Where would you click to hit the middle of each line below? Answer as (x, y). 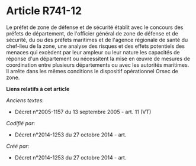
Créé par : (18, 146)
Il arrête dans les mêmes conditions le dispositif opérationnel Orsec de (92, 71)
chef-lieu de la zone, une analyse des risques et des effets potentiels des (96, 46)
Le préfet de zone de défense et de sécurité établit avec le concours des (95, 27)
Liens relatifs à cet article (38, 89)
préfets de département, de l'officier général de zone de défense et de (92, 33)
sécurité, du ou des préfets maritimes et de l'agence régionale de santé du (97, 40)
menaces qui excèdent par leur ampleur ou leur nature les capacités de (93, 52)
